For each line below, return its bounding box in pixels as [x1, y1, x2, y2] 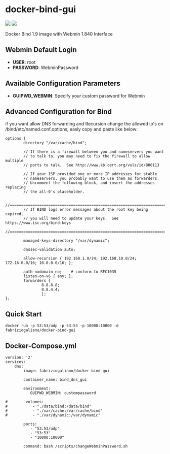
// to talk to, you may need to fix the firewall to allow [23, 154, 151, 159]
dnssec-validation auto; [23, 247, 76, 252]
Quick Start [5, 310, 42, 318]
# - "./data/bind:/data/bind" [5, 404, 92, 409]
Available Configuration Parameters [5, 79, 120, 88]
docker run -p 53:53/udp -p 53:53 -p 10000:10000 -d [5, 323, 119, 329]
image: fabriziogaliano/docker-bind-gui [23, 368, 110, 373]
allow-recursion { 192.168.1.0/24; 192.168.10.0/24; [23, 256, 137, 261]
